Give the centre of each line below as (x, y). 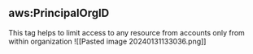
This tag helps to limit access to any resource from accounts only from (127, 32)
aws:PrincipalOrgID (59, 13)
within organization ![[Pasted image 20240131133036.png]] (107, 41)
